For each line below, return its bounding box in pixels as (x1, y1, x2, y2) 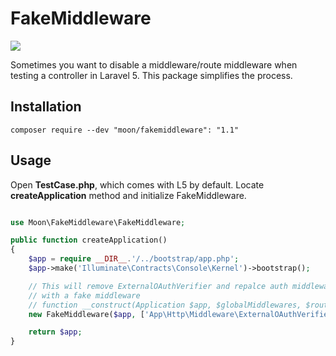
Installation (10, 98, 82, 116)
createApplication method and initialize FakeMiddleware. (10, 189, 247, 201)
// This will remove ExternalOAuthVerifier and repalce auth (28, 281, 288, 291)
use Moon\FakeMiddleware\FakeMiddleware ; (10, 217, 186, 227)
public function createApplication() (10, 235, 168, 246)
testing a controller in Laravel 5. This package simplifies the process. (10, 69, 293, 81)
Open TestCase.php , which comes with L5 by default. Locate (10, 178, 265, 191)
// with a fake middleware (28, 290, 141, 301)
